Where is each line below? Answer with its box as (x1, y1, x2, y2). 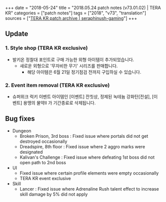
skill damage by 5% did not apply (19, 191, 88, 197)
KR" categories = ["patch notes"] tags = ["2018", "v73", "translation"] (5, 10, 146, 16)
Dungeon (12, 127, 31, 134)
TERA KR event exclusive (19, 175, 71, 181)
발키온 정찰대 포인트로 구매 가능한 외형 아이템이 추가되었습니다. (12, 56, 135, 62)
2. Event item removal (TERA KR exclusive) (5, 82, 110, 89)
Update (5, 30, 29, 38)
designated (19, 149, 43, 155)
